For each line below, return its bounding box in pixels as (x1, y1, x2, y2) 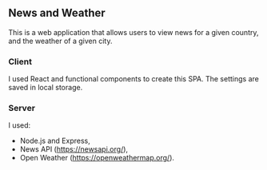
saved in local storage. (8, 83, 83, 93)
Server (8, 103, 36, 114)
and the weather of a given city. (8, 36, 113, 45)
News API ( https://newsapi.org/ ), (19, 144, 129, 154)
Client (8, 56, 32, 67)
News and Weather (8, 6, 106, 20)
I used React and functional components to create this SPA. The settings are (8, 74, 260, 84)
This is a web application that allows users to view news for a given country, (8, 27, 259, 37)
